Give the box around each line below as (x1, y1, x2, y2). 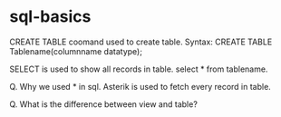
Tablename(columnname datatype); (9, 45, 143, 56)
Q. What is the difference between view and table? (9, 98, 198, 110)
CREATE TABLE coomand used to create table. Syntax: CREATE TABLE (9, 36, 273, 47)
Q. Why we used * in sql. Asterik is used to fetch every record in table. (9, 81, 272, 92)
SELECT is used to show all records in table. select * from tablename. (9, 63, 268, 74)
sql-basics (9, 6, 92, 27)
